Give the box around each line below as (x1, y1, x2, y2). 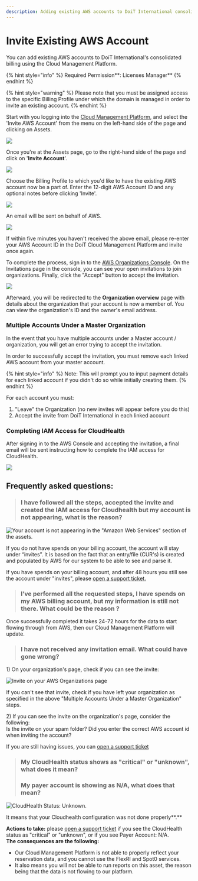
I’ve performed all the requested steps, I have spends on (20, 590, 186, 598)
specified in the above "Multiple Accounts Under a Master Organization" (6, 695, 181, 702)
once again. (6, 247, 35, 254)
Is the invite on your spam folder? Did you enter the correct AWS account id (6, 725, 190, 733)
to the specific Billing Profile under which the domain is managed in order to (6, 95, 190, 102)
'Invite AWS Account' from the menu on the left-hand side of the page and (6, 119, 187, 127)
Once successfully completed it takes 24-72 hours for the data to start (6, 618, 177, 625)
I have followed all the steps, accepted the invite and (20, 498, 174, 507)
